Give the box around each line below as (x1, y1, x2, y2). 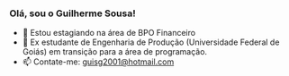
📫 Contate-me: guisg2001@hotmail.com (22, 56, 175, 67)
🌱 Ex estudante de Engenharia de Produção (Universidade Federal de (22, 37, 280, 47)
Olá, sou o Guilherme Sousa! (9, 7, 137, 20)
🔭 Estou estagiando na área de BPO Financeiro (22, 28, 196, 38)
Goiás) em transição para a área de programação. (22, 46, 208, 57)
